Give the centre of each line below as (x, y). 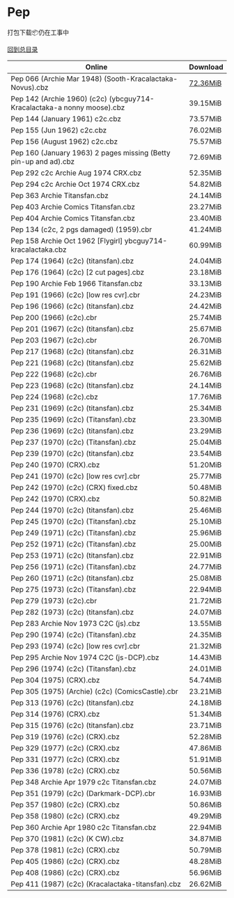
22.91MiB (205, 555)
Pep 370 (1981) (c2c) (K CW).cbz (67, 839)
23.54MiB (205, 453)
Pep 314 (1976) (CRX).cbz (55, 714)
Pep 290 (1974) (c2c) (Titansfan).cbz (73, 634)
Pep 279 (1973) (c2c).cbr (54, 600)
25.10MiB (205, 522)
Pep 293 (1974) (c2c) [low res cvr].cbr (76, 646)
